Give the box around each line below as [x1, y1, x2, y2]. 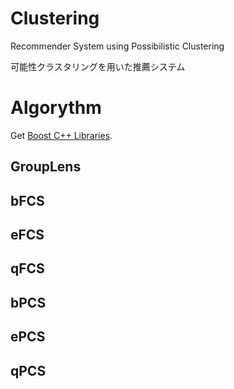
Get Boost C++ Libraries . [10, 129, 113, 141]
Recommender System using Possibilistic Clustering [10, 40, 225, 52]
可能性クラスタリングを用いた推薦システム [10, 60, 186, 72]
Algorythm [10, 97, 102, 119]
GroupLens [10, 158, 82, 176]
